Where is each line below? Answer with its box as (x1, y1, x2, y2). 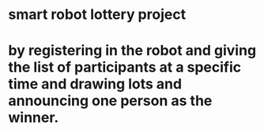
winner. (8, 109, 59, 127)
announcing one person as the (8, 92, 213, 110)
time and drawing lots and (8, 75, 183, 93)
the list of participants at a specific (8, 58, 242, 77)
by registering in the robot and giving (8, 42, 257, 60)
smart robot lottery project (8, 6, 187, 24)
